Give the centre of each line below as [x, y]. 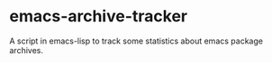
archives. [26, 50]
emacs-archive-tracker [98, 16]
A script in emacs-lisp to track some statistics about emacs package [136, 41]
